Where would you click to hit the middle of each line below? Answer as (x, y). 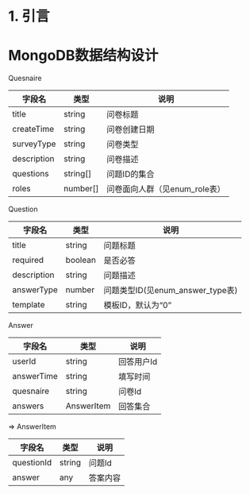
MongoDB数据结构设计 (83, 56)
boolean (81, 261)
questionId (32, 463)
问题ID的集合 (131, 174)
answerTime (35, 376)
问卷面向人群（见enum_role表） (166, 189)
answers (28, 406)
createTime (33, 129)
